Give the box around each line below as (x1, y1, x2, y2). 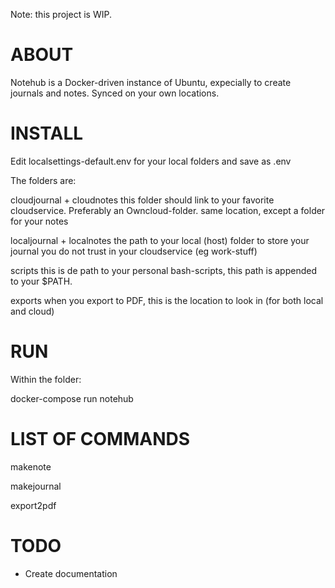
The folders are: (10, 174, 77, 186)
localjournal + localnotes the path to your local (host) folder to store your (10, 234, 310, 246)
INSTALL (10, 122, 84, 145)
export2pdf (10, 499, 57, 511)
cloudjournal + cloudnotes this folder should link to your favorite (10, 194, 275, 206)
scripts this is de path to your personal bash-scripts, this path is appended (10, 264, 318, 276)
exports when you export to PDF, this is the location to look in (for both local (10, 294, 324, 306)
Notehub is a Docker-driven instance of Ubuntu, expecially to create (10, 76, 292, 88)
